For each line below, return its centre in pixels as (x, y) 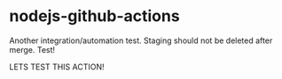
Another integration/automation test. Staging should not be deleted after (141, 40)
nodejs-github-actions (94, 16)
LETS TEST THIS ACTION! (57, 67)
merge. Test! (32, 49)
